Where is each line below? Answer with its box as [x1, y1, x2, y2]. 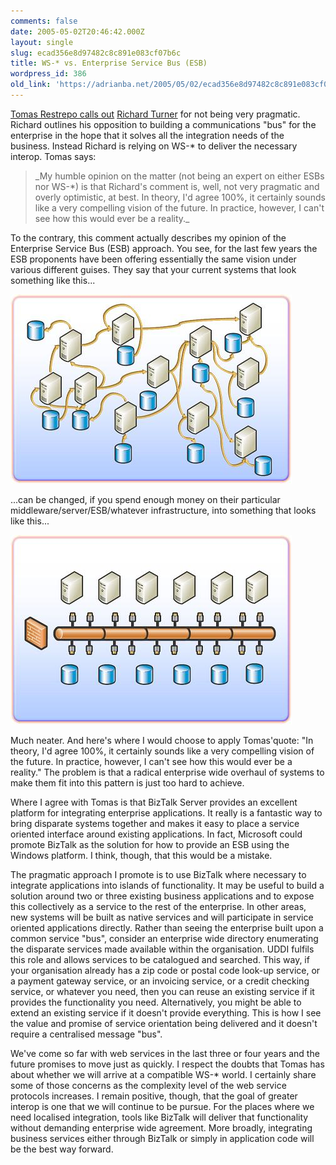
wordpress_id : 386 [10, 69, 87, 79]
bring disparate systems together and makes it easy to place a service [10, 817, 300, 829]
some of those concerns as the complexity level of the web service [10, 1079, 287, 1091]
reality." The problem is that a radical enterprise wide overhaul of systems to [10, 766, 325, 778]
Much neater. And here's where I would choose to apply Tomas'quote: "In [10, 734, 314, 746]
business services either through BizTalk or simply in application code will [10, 1132, 315, 1144]
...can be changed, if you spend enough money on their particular [10, 493, 281, 505]
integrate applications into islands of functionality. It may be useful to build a [10, 879, 325, 891]
